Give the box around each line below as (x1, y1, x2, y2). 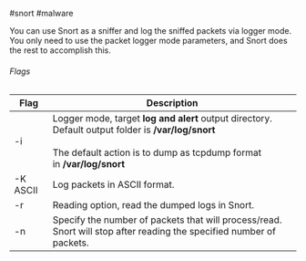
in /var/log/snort (52, 158, 126, 171)
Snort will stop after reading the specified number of (52, 225, 276, 238)
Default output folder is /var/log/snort (52, 123, 216, 136)
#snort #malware (9, 8, 74, 18)
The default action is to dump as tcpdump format (52, 146, 262, 159)
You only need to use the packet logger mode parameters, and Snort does (9, 36, 289, 46)
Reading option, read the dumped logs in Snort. (52, 199, 255, 212)
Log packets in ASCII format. (52, 178, 175, 191)
